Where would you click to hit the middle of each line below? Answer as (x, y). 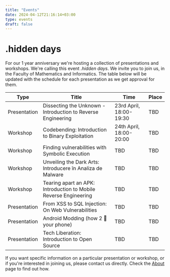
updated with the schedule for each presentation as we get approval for (80, 80)
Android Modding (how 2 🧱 (75, 218)
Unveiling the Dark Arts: (71, 162)
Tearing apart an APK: (69, 183)
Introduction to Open (67, 240)
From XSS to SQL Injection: (75, 204)
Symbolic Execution (66, 154)
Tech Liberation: (62, 233)
